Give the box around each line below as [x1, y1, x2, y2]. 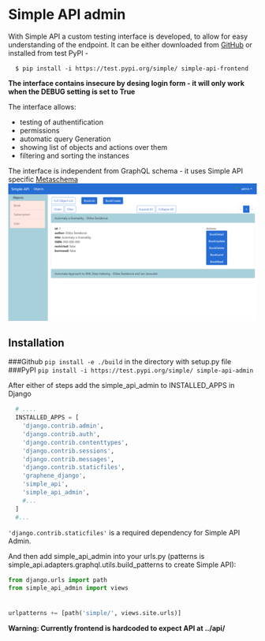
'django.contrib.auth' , [22, 430, 101, 438]
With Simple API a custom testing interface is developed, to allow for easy [8, 32, 248, 41]
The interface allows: [8, 102, 77, 111]
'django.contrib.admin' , [22, 422, 104, 430]
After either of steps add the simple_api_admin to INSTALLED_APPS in [8, 381, 235, 390]
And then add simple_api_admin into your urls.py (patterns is [8, 551, 205, 561]
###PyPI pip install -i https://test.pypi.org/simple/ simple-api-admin [8, 365, 254, 375]
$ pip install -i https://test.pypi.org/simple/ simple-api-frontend [15, 65, 248, 73]
